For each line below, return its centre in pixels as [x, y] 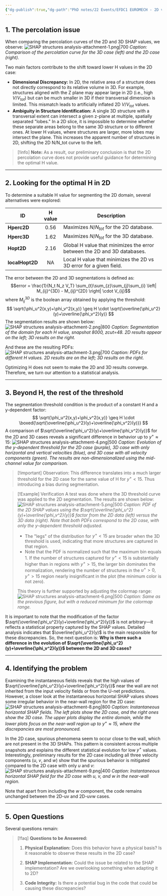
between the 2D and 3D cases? [99, 648]
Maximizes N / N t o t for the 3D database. [108, 237]
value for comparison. [45, 463]
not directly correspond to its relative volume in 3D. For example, [79, 87]
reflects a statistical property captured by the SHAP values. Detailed [75, 627]
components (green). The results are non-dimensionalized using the [75, 458]
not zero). [35, 582]
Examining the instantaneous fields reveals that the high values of [73, 680]
